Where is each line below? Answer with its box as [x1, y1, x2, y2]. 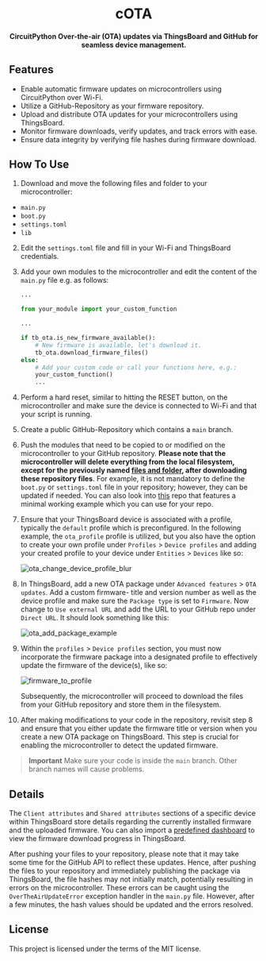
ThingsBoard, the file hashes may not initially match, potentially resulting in [9, 874, 253, 884]
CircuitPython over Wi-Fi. [20, 92, 104, 102]
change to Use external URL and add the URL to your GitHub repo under [20, 604, 256, 614]
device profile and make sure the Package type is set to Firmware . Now [20, 596, 249, 606]
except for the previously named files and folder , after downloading [20, 465, 248, 475]
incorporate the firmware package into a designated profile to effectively [20, 652, 258, 662]
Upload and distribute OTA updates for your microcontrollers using [20, 109, 238, 119]
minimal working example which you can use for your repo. [20, 500, 214, 509]
